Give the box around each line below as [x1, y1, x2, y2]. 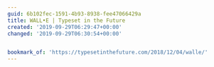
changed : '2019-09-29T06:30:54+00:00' [7, 30, 122, 37]
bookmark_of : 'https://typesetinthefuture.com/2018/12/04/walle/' [7, 49, 208, 56]
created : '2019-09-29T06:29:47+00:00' [7, 23, 122, 30]
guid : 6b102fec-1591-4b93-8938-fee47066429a [7, 10, 141, 18]
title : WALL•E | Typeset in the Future [7, 17, 126, 24]
